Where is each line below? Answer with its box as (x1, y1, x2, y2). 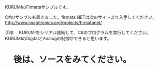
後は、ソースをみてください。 (14, 54, 131, 65)
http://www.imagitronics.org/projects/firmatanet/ (5, 20, 102, 25)
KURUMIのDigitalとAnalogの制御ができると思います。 (5, 35, 112, 41)
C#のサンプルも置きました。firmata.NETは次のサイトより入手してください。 (5, 14, 157, 20)
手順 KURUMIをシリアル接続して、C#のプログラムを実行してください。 (5, 30, 151, 35)
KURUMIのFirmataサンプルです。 (5, 4, 71, 10)
